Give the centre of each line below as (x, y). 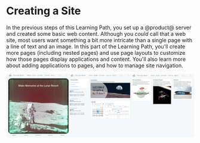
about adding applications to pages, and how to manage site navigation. (95, 65)
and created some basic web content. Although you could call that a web (96, 33)
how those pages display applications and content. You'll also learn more (96, 59)
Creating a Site (44, 11)
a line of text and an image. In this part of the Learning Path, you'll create (96, 46)
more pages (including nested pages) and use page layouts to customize (96, 52)
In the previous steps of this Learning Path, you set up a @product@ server (99, 27)
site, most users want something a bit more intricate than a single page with (99, 40)
